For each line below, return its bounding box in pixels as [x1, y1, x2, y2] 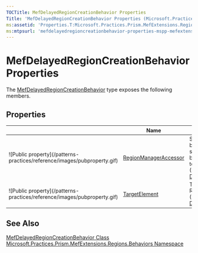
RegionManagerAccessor [123, 154, 184, 161]
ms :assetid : [6, 22, 35, 28]
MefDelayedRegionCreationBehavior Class [6, 234, 110, 241]
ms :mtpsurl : [6, 28, 35, 34]
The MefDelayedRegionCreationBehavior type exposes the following [6, 86, 173, 94]
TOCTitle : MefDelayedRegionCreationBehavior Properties [6, 9, 146, 15]
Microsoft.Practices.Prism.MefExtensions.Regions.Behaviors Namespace [6, 240, 184, 247]
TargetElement [123, 190, 159, 197]
